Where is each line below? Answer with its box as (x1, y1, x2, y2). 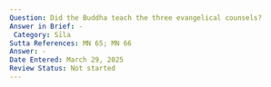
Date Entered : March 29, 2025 (9, 55, 125, 64)
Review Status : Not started (9, 64, 116, 73)
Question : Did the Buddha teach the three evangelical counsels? (9, 13, 262, 23)
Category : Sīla (13, 30, 71, 39)
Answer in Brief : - (9, 22, 84, 31)
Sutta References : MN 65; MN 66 (9, 38, 132, 48)
